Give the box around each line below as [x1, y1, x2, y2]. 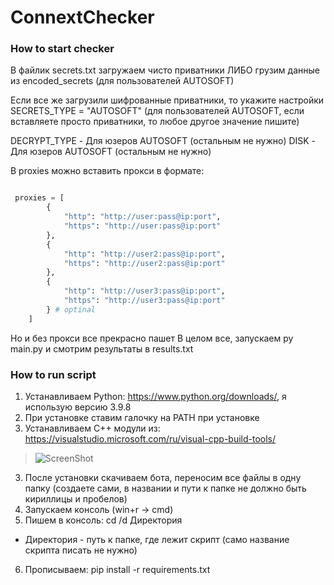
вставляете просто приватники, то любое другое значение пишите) [10, 116, 300, 128]
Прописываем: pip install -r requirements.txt [24, 564, 211, 576]
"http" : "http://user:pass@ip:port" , [63, 212, 222, 222]
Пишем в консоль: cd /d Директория [24, 514, 183, 526]
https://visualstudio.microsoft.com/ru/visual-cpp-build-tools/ [24, 433, 277, 445]
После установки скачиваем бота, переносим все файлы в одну [24, 472, 302, 484]
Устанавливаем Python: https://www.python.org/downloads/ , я [24, 391, 287, 403]
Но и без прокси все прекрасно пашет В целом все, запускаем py [10, 332, 294, 344]
